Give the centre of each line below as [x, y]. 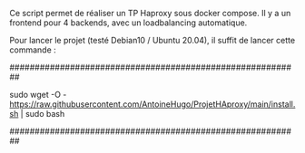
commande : [33, 50]
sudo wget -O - [38, 95]
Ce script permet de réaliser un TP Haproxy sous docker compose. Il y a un [150, 13]
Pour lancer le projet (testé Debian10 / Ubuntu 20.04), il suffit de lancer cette [152, 40]
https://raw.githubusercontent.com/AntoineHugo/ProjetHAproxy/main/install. [152, 104]
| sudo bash [43, 114]
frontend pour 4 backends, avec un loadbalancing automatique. [128, 23]
